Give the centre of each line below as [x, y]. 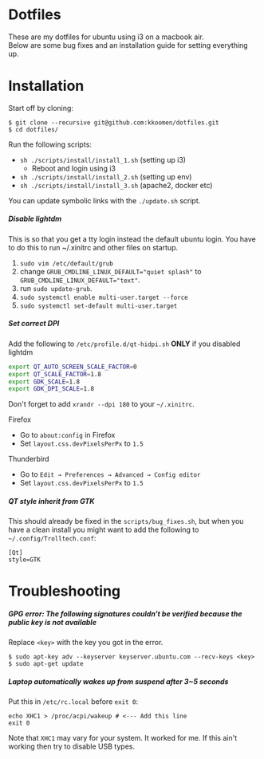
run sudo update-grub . [56, 288]
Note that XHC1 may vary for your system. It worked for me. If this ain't [123, 738]
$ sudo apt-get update [46, 664]
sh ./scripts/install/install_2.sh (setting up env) [106, 176]
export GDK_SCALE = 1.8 [44, 381]
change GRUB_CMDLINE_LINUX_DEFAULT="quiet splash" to [110, 271]
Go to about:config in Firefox [67, 435]
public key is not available [53, 623]
